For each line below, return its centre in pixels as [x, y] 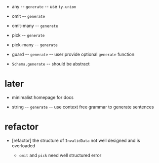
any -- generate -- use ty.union [44, 7]
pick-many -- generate [35, 45]
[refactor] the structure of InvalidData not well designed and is [76, 140]
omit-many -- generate [35, 26]
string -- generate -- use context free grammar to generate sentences [83, 107]
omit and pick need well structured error [60, 155]
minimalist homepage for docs [43, 97]
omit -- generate [28, 16]
